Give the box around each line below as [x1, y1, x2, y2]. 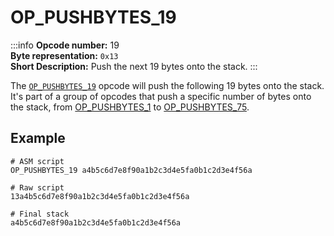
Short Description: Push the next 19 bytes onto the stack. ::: [10, 60, 258, 72]
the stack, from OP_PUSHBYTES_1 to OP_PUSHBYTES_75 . [10, 101, 250, 113]
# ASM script [10, 156, 65, 166]
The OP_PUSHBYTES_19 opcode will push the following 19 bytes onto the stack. [10, 79, 325, 91]
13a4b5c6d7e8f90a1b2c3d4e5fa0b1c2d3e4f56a [10, 191, 190, 201]
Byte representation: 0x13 [10, 49, 119, 61]
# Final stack [10, 209, 70, 219]
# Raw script [10, 182, 65, 193]
